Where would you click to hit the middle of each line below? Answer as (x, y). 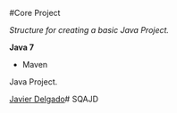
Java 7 (21, 47)
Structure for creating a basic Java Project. (89, 30)
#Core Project (35, 13)
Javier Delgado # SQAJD (54, 99)
